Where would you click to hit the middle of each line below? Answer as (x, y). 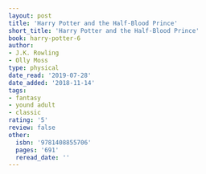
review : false (32, 127)
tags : (17, 90)
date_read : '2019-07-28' (50, 75)
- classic (25, 113)
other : (19, 135)
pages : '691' (37, 150)
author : (21, 46)
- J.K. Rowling (34, 53)
